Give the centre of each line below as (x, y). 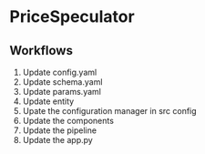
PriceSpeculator (72, 17)
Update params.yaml (62, 92)
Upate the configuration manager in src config (110, 111)
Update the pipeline (60, 130)
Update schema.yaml (62, 82)
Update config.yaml (60, 72)
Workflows (41, 51)
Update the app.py (57, 140)
